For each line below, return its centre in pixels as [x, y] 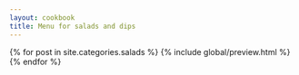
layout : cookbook [42, 18]
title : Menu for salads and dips [73, 26]
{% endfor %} [35, 61]
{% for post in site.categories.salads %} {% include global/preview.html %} [150, 52]
